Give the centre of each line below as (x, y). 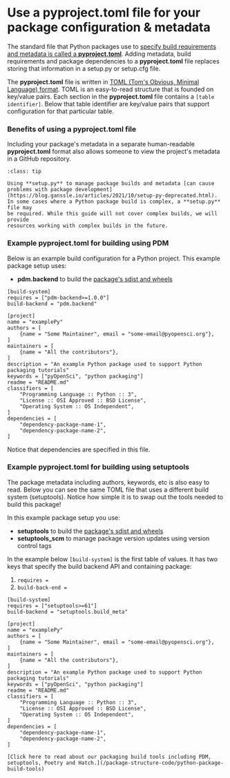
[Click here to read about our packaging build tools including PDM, (109, 757)
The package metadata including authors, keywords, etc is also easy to (108, 482)
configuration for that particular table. (60, 111)
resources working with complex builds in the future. (88, 226)
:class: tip (24, 172)
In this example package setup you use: (64, 517)
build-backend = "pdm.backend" (52, 304)
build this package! (34, 504)
